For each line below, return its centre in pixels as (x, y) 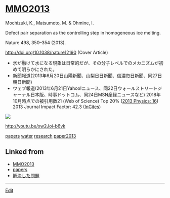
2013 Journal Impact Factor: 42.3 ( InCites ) (57, 107)
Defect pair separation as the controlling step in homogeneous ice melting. (83, 32)
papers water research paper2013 (41, 136)
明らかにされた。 (39, 69)
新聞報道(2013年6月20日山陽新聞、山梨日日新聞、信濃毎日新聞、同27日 (87, 75)
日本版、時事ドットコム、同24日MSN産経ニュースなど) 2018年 (95, 94)
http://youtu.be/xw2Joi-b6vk (35, 126)
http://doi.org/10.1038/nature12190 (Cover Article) (57, 52)
